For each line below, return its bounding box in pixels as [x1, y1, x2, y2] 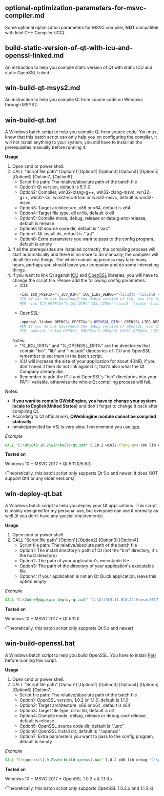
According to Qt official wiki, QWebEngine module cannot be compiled [12, 413, 156, 419]
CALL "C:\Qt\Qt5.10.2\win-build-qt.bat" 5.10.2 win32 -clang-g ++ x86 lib [5, 443, 156, 448]
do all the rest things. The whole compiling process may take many [12, 257, 147, 263]
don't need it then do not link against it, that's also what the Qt [19, 363, 145, 369]
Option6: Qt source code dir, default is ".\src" [19, 225, 110, 231]
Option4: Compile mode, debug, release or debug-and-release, [19, 713, 147, 718]
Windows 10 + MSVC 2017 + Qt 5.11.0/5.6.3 [5, 461, 91, 467]
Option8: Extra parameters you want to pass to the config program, [19, 236, 155, 242]
